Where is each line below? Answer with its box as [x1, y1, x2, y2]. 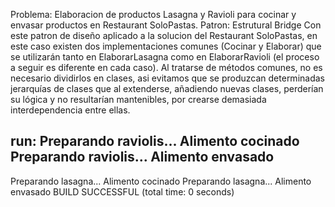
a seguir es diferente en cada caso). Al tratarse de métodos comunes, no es [10, 62, 323, 73]
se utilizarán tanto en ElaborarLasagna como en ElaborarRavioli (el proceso [10, 51, 320, 63]
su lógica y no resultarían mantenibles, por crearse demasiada [10, 94, 267, 105]
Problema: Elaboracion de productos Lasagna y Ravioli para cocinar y [10, 9, 297, 20]
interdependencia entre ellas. [10, 104, 131, 116]
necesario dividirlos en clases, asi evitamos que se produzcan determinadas [10, 72, 325, 84]
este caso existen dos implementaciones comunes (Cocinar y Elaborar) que [10, 40, 322, 52]
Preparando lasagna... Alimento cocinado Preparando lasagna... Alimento [10, 175, 312, 187]
